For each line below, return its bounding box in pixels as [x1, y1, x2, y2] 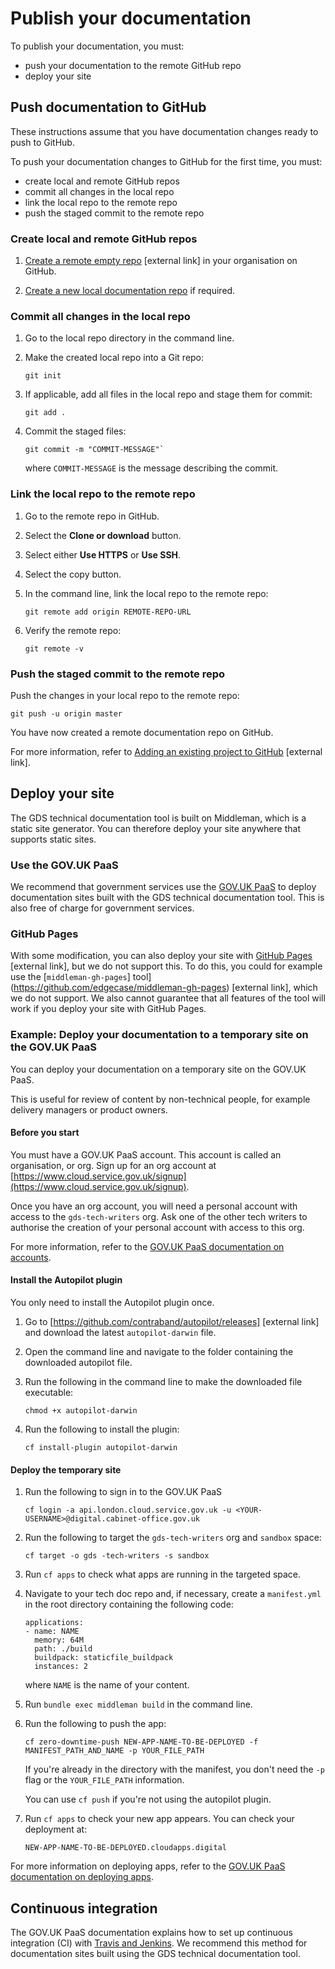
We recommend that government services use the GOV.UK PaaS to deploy [10, 881, 317, 893]
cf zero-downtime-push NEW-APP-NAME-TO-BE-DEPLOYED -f [24, 1737, 259, 1747]
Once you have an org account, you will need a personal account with [10, 1200, 298, 1212]
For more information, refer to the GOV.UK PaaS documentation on [10, 1240, 285, 1252]
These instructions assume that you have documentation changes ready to [10, 125, 319, 137]
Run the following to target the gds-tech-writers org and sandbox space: [24, 1532, 322, 1544]
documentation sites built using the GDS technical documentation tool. [10, 1948, 301, 1960]
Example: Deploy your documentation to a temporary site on [10, 1028, 309, 1042]
